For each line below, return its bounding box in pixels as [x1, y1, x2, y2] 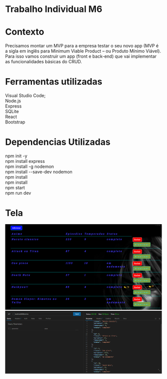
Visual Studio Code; [5, 93, 46, 99]
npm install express [5, 158, 45, 164]
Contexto [5, 26, 45, 38]
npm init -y [5, 153, 27, 159]
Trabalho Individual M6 [5, 3, 103, 15]
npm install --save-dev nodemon [5, 169, 73, 175]
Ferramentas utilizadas [5, 76, 103, 88]
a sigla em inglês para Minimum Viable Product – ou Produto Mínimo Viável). [5, 48, 162, 54]
